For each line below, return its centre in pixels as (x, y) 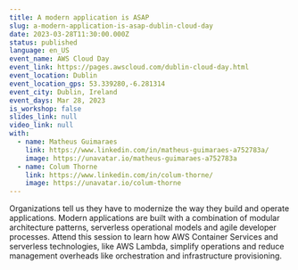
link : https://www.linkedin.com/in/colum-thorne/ (120, 175)
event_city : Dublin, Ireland (63, 92)
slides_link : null (43, 117)
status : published (43, 42)
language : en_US (39, 51)
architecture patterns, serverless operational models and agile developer (143, 227)
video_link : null (41, 126)
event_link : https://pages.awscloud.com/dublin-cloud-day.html (129, 68)
